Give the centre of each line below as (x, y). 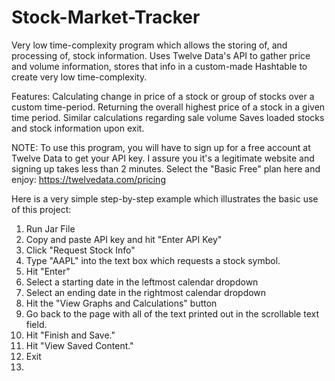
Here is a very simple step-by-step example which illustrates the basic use (165, 198)
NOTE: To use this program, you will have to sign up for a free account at (161, 147)
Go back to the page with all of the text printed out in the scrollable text (172, 313)
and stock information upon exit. (78, 128)
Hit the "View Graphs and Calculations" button (121, 303)
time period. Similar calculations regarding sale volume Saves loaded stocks (168, 117)
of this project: (41, 209)
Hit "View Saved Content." (79, 345)
